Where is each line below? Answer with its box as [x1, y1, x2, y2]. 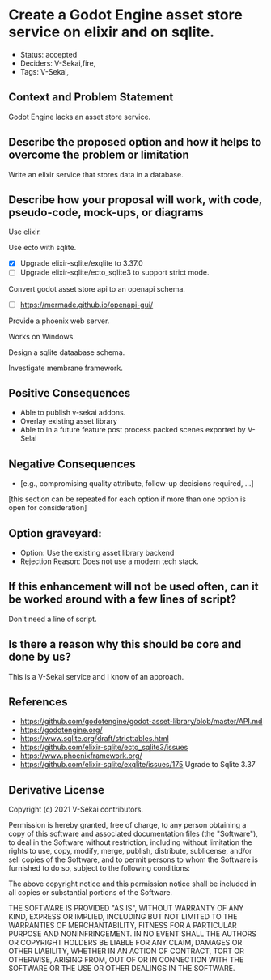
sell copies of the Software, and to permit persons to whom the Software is [8, 854, 259, 864]
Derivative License [8, 783, 105, 797]
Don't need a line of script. [8, 614, 97, 624]
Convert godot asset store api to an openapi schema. [8, 283, 186, 293]
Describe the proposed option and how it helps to [8, 135, 262, 149]
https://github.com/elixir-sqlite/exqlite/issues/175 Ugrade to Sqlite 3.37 [19, 760, 256, 769]
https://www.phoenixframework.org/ [19, 751, 143, 761]
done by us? [8, 650, 71, 664]
